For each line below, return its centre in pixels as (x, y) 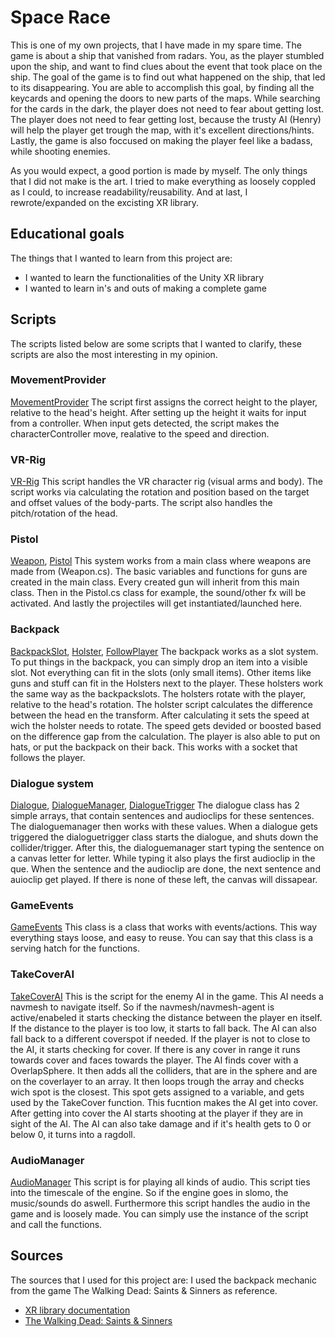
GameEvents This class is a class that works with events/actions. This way (164, 927)
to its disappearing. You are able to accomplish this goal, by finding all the (162, 87)
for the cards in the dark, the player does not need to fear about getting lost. (167, 108)
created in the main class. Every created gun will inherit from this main (155, 582)
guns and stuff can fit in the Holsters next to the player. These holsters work (167, 683)
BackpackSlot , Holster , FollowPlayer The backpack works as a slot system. (164, 651)
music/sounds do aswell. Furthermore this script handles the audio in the (160, 1203)
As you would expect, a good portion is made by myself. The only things (159, 170)
